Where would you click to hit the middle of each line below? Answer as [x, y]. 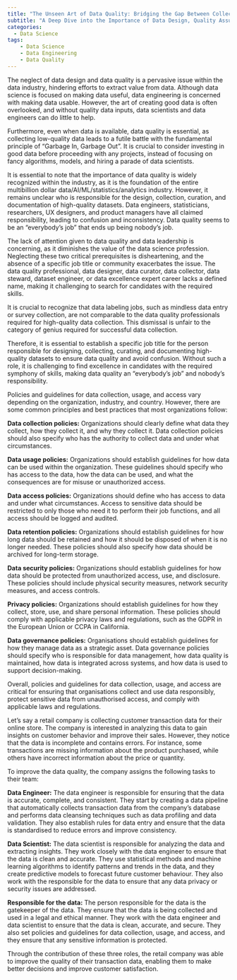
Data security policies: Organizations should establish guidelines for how [115, 568]
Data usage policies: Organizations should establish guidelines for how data [119, 459]
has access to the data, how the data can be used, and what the [101, 474]
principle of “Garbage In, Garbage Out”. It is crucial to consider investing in [116, 146]
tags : [15, 40]
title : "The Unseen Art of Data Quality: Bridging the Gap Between [109, 14]
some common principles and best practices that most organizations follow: [117, 410]
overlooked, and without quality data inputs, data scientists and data [107, 109]
